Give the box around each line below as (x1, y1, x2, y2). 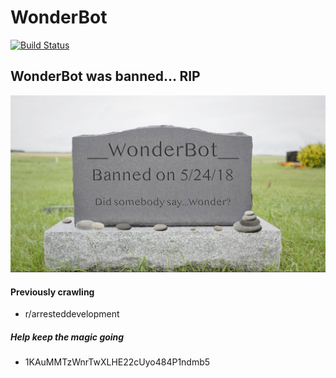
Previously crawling (10, 286, 95, 298)
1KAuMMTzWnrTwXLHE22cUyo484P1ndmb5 (24, 356, 211, 368)
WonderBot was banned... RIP (10, 68, 201, 85)
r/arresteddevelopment (24, 308, 120, 320)
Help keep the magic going (10, 331, 125, 343)
